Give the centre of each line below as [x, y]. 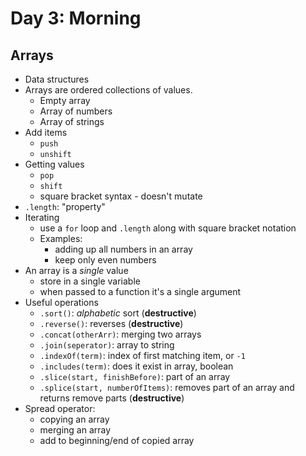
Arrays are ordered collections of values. [108, 90]
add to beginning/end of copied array [117, 440]
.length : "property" [65, 206]
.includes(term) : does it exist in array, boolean [136, 366]
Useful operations [61, 302]
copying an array [74, 419]
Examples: [61, 238]
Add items [46, 132]
